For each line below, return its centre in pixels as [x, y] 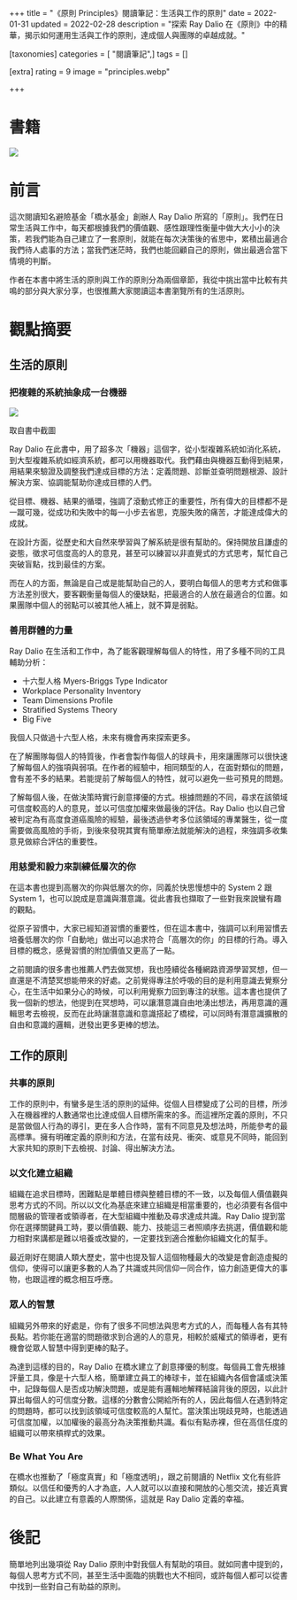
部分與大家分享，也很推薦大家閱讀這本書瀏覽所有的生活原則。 [137, 290]
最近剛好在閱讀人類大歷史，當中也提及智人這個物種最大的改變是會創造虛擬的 [148, 1257]
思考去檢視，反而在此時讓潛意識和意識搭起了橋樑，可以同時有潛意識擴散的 [152, 1014]
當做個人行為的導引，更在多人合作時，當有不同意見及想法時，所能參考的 [148, 1126]
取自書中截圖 [32, 430]
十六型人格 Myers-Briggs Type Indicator [95, 681]
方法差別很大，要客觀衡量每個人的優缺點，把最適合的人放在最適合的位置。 [145, 594]
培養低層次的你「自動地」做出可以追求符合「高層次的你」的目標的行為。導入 [148, 939]
